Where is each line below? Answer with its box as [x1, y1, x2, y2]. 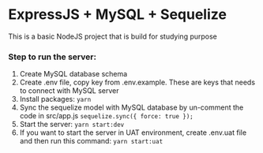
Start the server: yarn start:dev [19, 120, 125, 129]
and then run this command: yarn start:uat [19, 136, 163, 146]
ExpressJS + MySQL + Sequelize [8, 6, 227, 24]
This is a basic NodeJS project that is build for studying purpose [8, 32, 217, 41]
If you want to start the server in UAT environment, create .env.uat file [19, 128, 247, 137]
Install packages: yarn [19, 95, 92, 104]
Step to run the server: [8, 51, 97, 62]
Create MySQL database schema [19, 69, 128, 79]
